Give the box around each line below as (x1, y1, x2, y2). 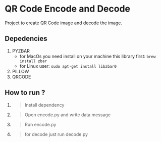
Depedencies (5, 34, 47, 43)
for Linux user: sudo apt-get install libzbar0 (19, 63, 117, 69)
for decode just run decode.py (24, 131, 88, 137)
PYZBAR (12, 48, 30, 54)
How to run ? (5, 88, 45, 97)
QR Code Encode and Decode (5, 3, 131, 15)
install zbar (19, 59, 47, 64)
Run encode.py (24, 121, 57, 127)
